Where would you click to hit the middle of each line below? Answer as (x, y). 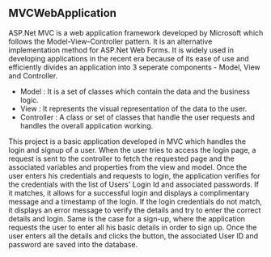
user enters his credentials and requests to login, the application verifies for (134, 175)
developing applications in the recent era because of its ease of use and (129, 58)
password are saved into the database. (73, 244)
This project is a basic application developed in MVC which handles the (127, 141)
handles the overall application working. (87, 125)
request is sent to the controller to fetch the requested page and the (121, 158)
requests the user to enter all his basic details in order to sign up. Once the (133, 227)
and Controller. (33, 75)
